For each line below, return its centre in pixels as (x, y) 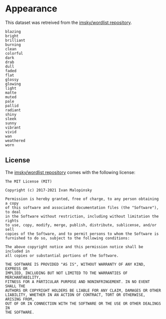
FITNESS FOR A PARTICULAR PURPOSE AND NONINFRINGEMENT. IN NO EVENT (78, 282)
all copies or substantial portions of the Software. (62, 255)
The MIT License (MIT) (29, 181)
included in (17, 251)
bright (12, 36)
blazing (13, 31)
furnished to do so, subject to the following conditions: (68, 238)
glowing (13, 84)
